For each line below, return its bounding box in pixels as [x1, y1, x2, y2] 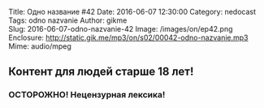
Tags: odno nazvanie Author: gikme [8, 15, 128, 25]
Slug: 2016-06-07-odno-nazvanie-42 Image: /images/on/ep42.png [8, 24, 233, 33]
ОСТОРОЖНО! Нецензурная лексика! [8, 89, 166, 101]
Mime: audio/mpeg [8, 41, 71, 51]
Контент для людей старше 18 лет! [8, 65, 194, 79]
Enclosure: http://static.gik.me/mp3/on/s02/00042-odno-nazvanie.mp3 [8, 32, 249, 42]
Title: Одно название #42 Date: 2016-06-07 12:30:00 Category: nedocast [8, 7, 257, 16]
